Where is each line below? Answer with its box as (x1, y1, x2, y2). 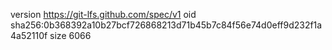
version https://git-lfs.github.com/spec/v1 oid (10, 9, 197, 20)
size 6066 (49, 30, 92, 41)
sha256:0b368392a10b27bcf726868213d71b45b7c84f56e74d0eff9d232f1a (10, 19, 323, 31)
